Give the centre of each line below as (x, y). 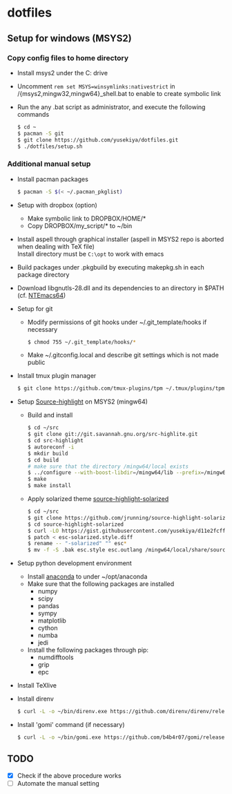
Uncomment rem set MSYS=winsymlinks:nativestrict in (96, 86)
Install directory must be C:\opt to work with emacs (90, 254)
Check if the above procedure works (69, 775)
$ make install (49, 486)
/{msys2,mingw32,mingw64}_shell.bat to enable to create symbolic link (119, 93)
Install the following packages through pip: (88, 650)
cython (48, 628)
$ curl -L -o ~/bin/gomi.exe (59, 737)
